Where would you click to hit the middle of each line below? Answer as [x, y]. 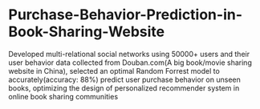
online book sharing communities [63, 96]
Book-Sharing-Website [87, 32]
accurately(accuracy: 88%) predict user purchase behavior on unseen [124, 79]
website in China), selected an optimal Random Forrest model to [114, 71]
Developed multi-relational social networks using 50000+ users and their [129, 54]
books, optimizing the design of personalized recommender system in [124, 88]
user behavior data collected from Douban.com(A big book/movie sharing [130, 63]
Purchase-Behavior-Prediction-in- [126, 15]
